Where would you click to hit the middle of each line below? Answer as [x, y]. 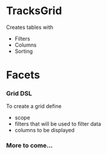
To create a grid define [34, 106]
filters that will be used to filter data [58, 124]
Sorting [24, 51]
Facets [23, 75]
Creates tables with [30, 27]
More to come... [30, 146]
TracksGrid [34, 11]
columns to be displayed [45, 130]
